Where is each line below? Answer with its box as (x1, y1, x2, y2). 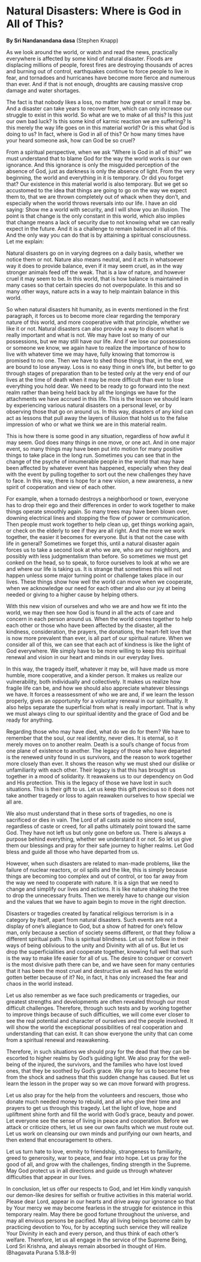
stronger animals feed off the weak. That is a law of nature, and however (6, 269, 186, 276)
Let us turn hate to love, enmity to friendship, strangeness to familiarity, (6, 1148, 183, 1155)
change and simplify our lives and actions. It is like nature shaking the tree (6, 885, 190, 892)
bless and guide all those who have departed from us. (6, 848, 139, 855)
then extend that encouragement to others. (6, 1136, 113, 1143)
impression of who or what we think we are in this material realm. (6, 421, 167, 428)
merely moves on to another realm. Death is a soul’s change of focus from (6, 740, 189, 748)
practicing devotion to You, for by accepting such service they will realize (6, 1223, 188, 1230)
